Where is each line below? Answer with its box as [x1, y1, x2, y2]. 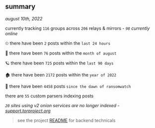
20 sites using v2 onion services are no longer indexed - [5, 102, 120, 108]
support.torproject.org [5, 108, 51, 114]
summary [5, 2, 36, 11]
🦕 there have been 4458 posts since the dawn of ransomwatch [5, 83, 131, 89]
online [5, 30, 18, 36]
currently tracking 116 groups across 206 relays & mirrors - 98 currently [5, 25, 150, 31]
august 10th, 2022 [5, 15, 43, 21]
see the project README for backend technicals [17, 117, 116, 123]
